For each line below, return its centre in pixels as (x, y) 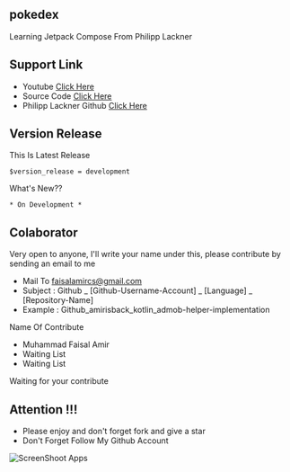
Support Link (46, 65)
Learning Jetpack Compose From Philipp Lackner (101, 36)
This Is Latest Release (50, 156)
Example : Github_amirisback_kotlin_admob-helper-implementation (146, 310)
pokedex (34, 15)
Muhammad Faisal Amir (66, 344)
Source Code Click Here (67, 96)
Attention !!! (44, 410)
